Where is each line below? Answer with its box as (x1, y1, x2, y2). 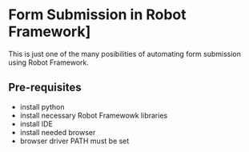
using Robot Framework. (8, 58, 90, 67)
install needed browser (19, 127, 96, 137)
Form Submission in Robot (8, 6, 187, 24)
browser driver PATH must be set (19, 136, 130, 146)
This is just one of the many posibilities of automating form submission (8, 49, 242, 58)
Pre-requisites (8, 81, 82, 94)
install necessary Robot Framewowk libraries (19, 110, 168, 120)
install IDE (19, 118, 54, 129)
